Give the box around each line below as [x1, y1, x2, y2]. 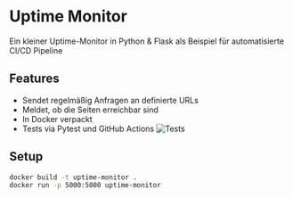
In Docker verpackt [21, 113, 94, 124]
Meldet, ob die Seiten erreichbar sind [21, 104, 159, 115]
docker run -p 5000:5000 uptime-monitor [9, 181, 162, 190]
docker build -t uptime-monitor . [9, 172, 138, 182]
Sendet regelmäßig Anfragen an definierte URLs [21, 95, 199, 105]
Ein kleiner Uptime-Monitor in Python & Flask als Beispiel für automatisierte [9, 36, 285, 46]
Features [9, 71, 60, 87]
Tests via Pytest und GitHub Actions [21, 123, 154, 134]
